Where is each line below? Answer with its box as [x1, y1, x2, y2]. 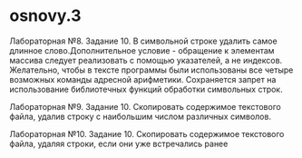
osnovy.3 [9, 5, 82, 26]
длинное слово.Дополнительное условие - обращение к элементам [9, 44, 275, 55]
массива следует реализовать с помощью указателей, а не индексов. [9, 54, 283, 65]
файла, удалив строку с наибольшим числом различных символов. [9, 111, 272, 122]
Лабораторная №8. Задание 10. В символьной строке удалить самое [9, 35, 278, 46]
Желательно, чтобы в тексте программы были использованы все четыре [9, 64, 294, 75]
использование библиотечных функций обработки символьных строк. [9, 84, 283, 94]
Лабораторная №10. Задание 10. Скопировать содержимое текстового [9, 128, 285, 139]
